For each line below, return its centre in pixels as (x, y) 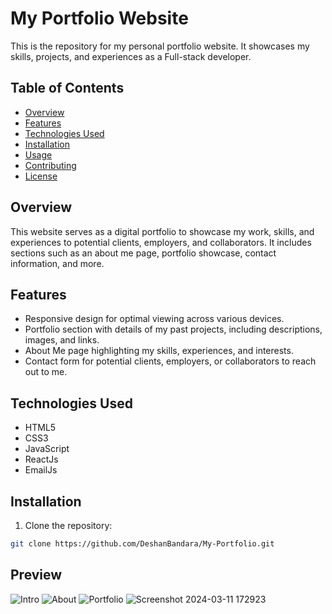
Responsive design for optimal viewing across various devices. (154, 319)
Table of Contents (67, 88)
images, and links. (62, 340)
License (41, 176)
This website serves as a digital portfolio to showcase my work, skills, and (162, 231)
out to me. (46, 372)
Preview (36, 575)
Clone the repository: (68, 525)
